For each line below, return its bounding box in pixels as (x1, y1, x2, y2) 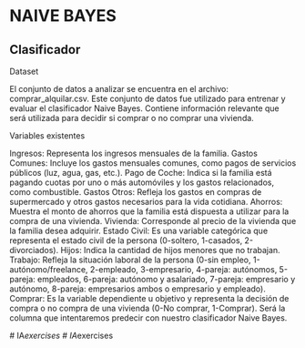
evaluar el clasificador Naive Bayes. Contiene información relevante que (9, 103, 280, 114)
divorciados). (9, 245, 59, 255)
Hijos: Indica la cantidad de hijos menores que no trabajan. (60, 245, 280, 255)
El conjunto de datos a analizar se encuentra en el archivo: (9, 84, 229, 94)
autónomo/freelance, (9, 264, 88, 274)
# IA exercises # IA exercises (9, 330, 114, 341)
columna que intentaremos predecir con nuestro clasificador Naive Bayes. (9, 312, 288, 323)
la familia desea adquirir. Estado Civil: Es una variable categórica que (9, 225, 269, 236)
